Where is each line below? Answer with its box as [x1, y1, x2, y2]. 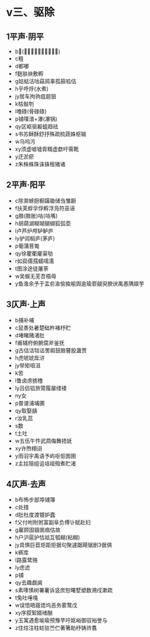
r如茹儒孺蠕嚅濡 [14, 257, 55, 264]
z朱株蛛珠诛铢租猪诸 [14, 160, 66, 168]
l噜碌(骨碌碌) [14, 108, 47, 115]
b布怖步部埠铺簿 [14, 496, 56, 504]
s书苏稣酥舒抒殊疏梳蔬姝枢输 [14, 130, 87, 138]
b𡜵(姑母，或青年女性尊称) [14, 48, 61, 55]
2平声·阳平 [6, 180, 46, 190]
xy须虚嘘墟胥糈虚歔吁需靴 [14, 145, 79, 153]
